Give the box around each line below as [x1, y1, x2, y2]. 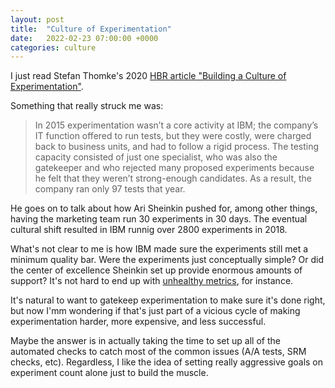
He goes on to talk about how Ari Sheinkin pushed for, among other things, [10, 202, 318, 215]
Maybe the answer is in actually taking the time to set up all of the [10, 335, 281, 347]
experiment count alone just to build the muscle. [10, 367, 209, 379]
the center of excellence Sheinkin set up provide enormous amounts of [10, 264, 303, 276]
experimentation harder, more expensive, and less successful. [10, 316, 267, 328]
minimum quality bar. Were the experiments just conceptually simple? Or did [10, 254, 325, 266]
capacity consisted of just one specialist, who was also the [34, 151, 278, 163]
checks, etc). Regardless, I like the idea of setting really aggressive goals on [10, 356, 324, 368]
